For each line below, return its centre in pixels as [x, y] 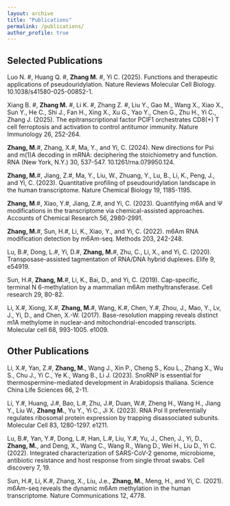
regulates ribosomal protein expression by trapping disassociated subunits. [113, 417]
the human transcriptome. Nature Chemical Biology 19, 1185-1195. [100, 190]
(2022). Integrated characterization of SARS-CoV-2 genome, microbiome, [111, 453]
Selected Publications [55, 60]
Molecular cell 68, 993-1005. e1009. [58, 330]
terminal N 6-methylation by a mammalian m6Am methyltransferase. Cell [110, 287]
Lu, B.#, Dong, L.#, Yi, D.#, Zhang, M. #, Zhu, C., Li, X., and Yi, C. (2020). [109, 252]
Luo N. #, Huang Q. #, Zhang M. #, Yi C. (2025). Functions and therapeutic [113, 77]
